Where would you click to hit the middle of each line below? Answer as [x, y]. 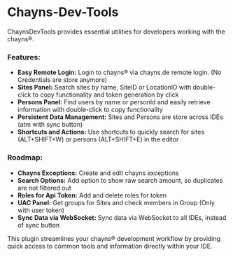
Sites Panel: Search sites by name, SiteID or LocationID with [104, 88]
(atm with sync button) [50, 125]
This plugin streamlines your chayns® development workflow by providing [114, 238]
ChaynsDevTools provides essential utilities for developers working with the [116, 32]
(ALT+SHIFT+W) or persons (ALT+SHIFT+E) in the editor [98, 139]
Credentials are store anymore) [62, 80]
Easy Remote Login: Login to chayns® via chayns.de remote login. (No [119, 72]
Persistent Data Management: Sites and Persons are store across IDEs [120, 117]
